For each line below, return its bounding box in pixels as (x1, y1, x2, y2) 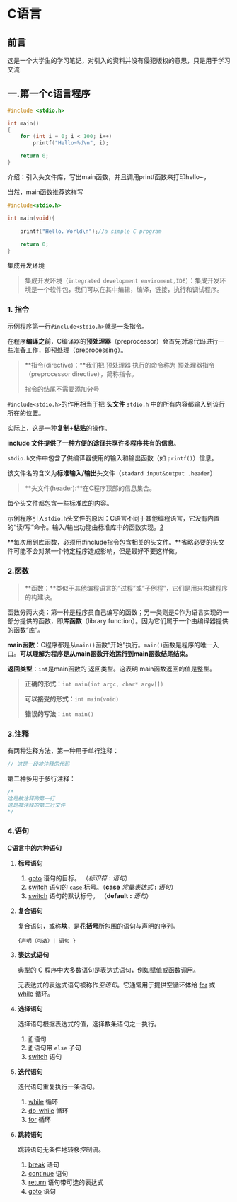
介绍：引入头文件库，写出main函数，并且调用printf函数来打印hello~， (7, 172, 210, 181)
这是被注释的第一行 (7, 795, 55, 802)
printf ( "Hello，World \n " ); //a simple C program (20, 227, 162, 235)
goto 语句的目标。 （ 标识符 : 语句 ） (28, 873, 132, 882)
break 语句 (28, 1160, 59, 1169)
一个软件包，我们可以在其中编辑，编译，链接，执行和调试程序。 (37, 285, 224, 294)
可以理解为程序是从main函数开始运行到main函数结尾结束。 (20, 649, 192, 658)
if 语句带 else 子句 (28, 1043, 81, 1052)
